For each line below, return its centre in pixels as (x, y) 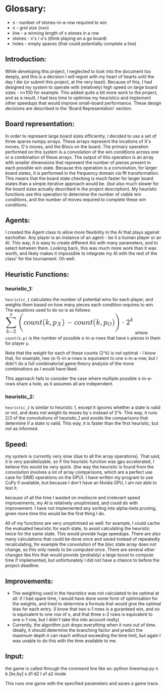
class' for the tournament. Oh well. (40, 259)
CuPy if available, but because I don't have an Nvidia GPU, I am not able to (81, 483)
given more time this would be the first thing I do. (55, 514)
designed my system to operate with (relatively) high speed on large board (81, 87)
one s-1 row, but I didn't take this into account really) (66, 619)
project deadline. (22, 566)
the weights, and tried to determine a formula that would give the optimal (86, 603)
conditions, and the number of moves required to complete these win (76, 199)
